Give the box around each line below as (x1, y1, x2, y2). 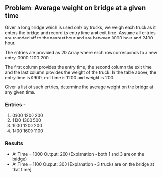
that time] (12, 167, 32, 173)
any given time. (5, 89, 36, 95)
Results (5, 140, 23, 147)
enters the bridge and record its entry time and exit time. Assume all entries (5, 29, 156, 36)
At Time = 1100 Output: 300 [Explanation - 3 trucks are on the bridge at (12, 161, 154, 167)
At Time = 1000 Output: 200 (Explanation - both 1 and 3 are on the (12, 151, 145, 157)
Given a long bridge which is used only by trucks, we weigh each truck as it (5, 24, 156, 30)
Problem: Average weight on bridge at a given (5, 4, 146, 12)
